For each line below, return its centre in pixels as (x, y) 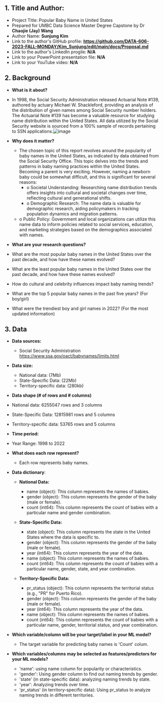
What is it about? (30, 90)
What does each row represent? (45, 453)
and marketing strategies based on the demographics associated (85, 229)
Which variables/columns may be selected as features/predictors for (84, 654)
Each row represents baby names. (54, 463)
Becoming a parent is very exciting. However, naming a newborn (85, 171)
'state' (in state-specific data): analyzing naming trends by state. (85, 679)
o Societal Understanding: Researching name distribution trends (92, 187)
